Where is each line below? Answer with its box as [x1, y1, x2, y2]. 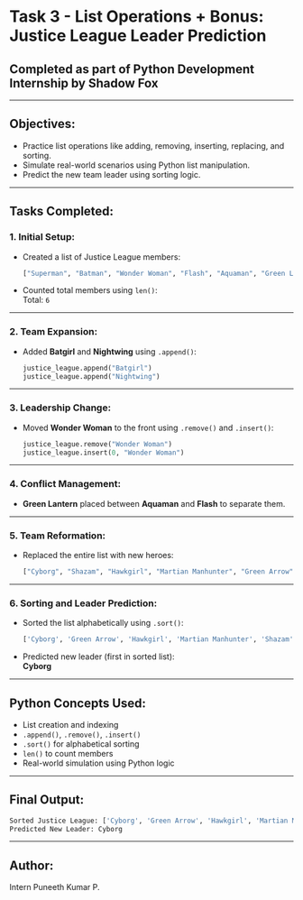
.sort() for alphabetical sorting [22, 738, 140, 749]
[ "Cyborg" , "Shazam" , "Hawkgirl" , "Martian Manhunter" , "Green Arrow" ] [22, 567, 298, 576]
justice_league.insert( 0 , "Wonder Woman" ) [22, 448, 185, 457]
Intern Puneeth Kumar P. [9, 882, 100, 893]
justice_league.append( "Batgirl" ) [22, 363, 152, 372]
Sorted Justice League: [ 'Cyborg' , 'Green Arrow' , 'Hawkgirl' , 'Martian [9, 816, 289, 825]
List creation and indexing [22, 719, 119, 730]
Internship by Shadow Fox [9, 75, 159, 91]
